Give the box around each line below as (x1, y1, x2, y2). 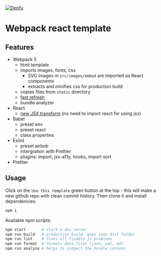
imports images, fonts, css (20, 67, 76, 73)
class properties (20, 132, 54, 138)
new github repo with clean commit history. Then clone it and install (5, 192, 147, 198)
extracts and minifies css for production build (27, 83, 123, 89)
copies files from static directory (20, 89, 90, 95)
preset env (20, 121, 43, 127)
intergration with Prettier (20, 148, 71, 154)
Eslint (12, 137, 24, 144)
